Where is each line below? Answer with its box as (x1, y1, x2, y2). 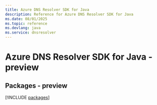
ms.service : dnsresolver (5, 30, 56, 35)
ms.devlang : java (5, 26, 41, 31)
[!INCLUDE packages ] (5, 95, 50, 100)
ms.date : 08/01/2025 (5, 16, 48, 21)
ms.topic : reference (5, 21, 48, 26)
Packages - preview (5, 81, 68, 90)
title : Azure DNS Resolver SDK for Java (5, 7, 90, 12)
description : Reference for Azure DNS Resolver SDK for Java (5, 12, 134, 17)
